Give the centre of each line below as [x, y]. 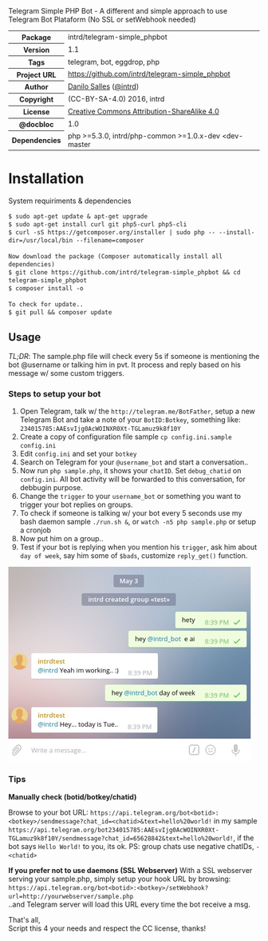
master [79, 144]
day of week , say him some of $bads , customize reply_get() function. [134, 556]
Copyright [37, 99]
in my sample [236, 820]
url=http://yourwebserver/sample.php [71, 896]
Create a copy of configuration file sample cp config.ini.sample [126, 437]
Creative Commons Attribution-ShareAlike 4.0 [143, 112]
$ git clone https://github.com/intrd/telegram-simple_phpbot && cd [124, 273]
